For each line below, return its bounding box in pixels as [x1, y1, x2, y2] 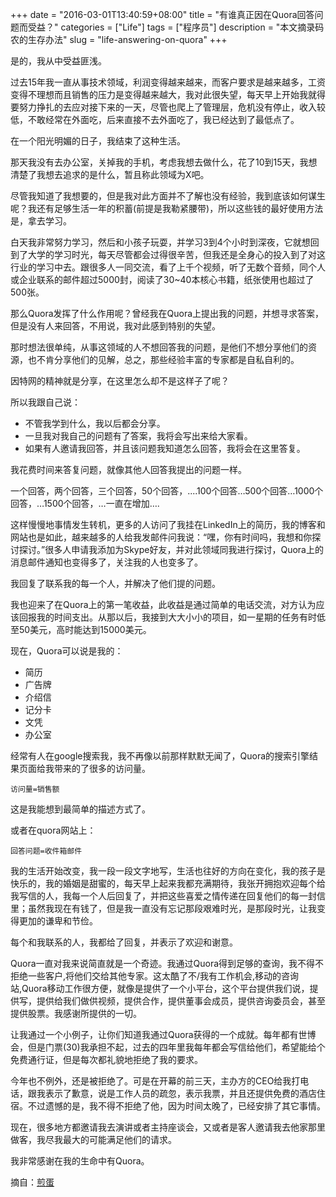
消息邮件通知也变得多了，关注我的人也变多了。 [10, 556, 203, 568]
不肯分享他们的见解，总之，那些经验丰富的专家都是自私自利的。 [36, 354, 300, 365]
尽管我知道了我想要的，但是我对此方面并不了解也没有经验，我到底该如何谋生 [10, 190, 326, 202]
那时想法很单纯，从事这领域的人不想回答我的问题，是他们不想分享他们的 [10, 341, 308, 353]
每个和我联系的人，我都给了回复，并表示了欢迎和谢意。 [10, 936, 238, 948]
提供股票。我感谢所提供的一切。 [10, 1008, 142, 1019]
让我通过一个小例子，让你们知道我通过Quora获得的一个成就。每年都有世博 [10, 1029, 317, 1040]
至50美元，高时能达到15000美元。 [10, 624, 152, 635]
